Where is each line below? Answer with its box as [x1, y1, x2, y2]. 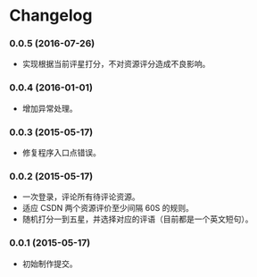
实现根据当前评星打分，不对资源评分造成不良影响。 [21, 59, 211, 70]
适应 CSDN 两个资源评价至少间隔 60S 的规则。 [21, 203, 194, 214]
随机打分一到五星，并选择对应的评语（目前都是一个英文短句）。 [21, 214, 253, 224]
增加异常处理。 [21, 103, 78, 113]
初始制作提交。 [21, 258, 78, 269]
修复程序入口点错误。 [21, 147, 101, 158]
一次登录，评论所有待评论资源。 [21, 191, 140, 202]
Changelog [9, 5, 93, 26]
